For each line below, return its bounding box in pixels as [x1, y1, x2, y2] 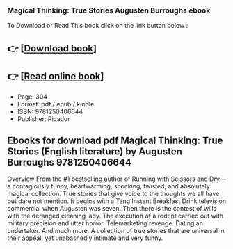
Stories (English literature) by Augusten [7, 145, 183, 157]
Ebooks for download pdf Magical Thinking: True [7, 134, 223, 146]
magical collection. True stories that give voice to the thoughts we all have [7, 190, 220, 198]
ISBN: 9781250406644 [17, 107, 83, 115]
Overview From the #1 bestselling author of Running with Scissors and [7, 175, 209, 183]
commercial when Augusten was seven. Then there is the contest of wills [7, 204, 217, 213]
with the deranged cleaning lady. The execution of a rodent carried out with [7, 211, 224, 220]
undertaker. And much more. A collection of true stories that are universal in [7, 227, 225, 235]
